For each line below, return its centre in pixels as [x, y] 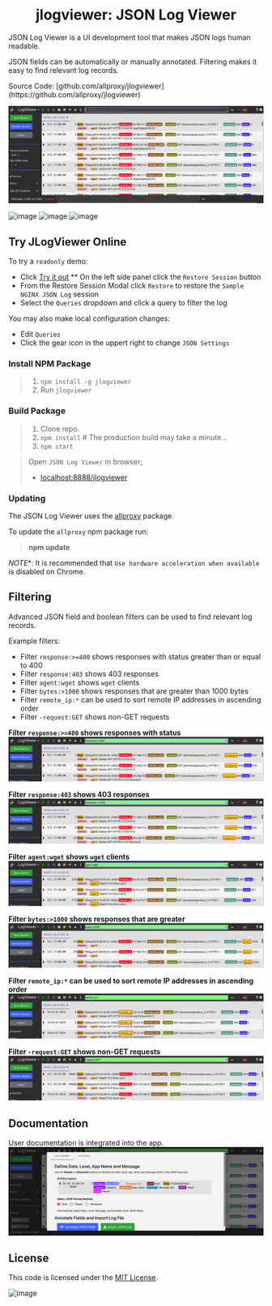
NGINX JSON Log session [59, 294]
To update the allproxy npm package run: [78, 531]
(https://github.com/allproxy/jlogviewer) [74, 94]
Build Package [37, 411]
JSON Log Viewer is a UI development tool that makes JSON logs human [130, 37]
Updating [27, 498]
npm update [49, 548]
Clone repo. [60, 429]
